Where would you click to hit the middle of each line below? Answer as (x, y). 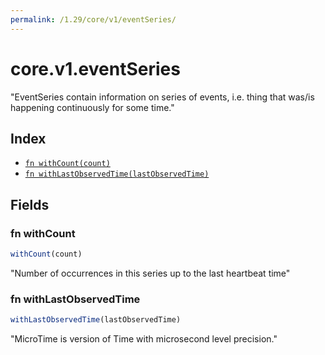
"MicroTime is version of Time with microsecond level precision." (144, 339)
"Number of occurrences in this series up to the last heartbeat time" (150, 273)
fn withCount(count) (67, 164)
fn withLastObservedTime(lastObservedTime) (117, 174)
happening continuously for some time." (92, 107)
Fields (30, 204)
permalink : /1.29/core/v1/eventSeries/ (93, 19)
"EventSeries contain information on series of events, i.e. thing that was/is (162, 97)
